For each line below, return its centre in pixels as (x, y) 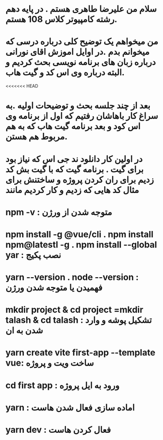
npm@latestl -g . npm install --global (81, 245)
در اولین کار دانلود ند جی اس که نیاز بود (74, 159)
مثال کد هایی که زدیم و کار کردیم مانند (72, 190)
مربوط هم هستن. (37, 137)
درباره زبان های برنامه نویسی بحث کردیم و (81, 62)
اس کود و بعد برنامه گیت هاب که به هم (73, 126)
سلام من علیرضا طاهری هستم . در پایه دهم (81, 9)
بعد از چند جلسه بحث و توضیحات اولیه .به (78, 106)
